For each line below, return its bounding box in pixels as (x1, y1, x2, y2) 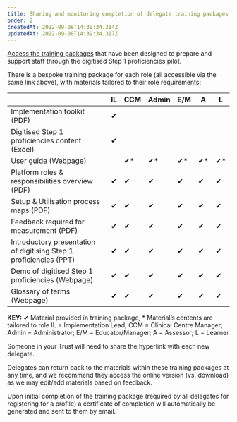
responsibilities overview (11, 176, 93, 186)
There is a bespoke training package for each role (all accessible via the (7, 71, 217, 79)
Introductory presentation (11, 237, 96, 247)
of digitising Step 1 (11, 246, 74, 256)
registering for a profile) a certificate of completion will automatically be (7, 399, 216, 408)
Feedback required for (11, 217, 85, 227)
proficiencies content (11, 135, 82, 145)
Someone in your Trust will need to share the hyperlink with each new (7, 342, 210, 351)
